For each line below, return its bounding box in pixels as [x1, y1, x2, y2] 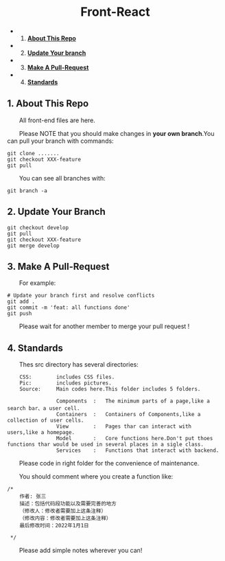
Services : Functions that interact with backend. [56, 447, 220, 454]
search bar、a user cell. [7, 405, 80, 412]
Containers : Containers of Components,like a [56, 411, 201, 418]
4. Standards [7, 342, 64, 354]
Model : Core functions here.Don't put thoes [56, 435, 213, 442]
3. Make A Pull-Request [7, 260, 110, 272]
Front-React [80, 4, 151, 20]
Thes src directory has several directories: [19, 360, 139, 369]
